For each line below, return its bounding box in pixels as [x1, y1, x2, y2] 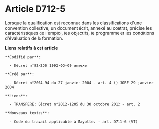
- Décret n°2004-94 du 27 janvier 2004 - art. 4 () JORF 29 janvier [9, 80, 154, 85]
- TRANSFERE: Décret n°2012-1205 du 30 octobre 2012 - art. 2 [9, 102, 140, 107]
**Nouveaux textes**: [5, 110, 50, 115]
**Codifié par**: [5, 54, 41, 60]
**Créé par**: [5, 71, 35, 77]
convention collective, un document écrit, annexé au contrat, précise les [5, 25, 152, 31]
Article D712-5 [5, 3, 66, 15]
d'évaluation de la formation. [5, 35, 63, 41]
